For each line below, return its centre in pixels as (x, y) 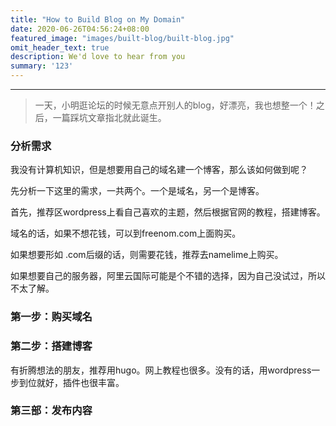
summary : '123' (42, 66)
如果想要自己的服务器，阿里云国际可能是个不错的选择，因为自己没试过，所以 (168, 276)
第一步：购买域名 (51, 317)
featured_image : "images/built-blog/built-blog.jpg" (122, 38)
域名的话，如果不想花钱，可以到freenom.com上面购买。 (126, 233)
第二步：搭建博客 (51, 346)
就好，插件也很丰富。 (80, 382)
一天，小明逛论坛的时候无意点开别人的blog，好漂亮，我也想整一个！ (175, 105)
